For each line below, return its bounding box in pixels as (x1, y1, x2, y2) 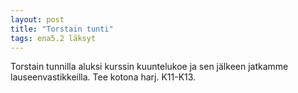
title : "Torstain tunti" (10, 24, 114, 34)
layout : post (10, 14, 65, 25)
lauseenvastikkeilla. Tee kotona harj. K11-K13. (10, 71, 197, 83)
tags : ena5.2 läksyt (10, 33, 97, 43)
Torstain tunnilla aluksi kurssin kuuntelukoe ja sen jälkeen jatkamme (10, 61, 289, 73)
